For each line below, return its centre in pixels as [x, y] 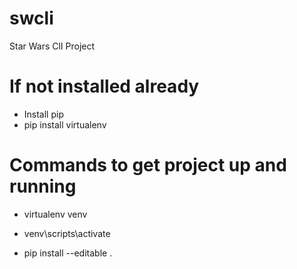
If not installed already [104, 86]
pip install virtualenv [65, 124]
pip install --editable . [68, 253]
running [43, 186]
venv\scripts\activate [67, 233]
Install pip [43, 114]
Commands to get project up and [148, 165]
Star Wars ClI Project [52, 46]
